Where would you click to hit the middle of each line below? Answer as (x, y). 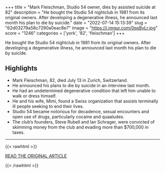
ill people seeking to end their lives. (48, 106)
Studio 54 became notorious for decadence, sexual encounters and (81, 111)
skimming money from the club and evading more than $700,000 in (80, 127)
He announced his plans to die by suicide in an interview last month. (81, 85)
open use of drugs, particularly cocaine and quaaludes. (68, 117)
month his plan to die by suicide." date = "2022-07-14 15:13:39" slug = (76, 23)
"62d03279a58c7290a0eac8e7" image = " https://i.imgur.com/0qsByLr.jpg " (82, 28)
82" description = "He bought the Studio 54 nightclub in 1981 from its (75, 12)
